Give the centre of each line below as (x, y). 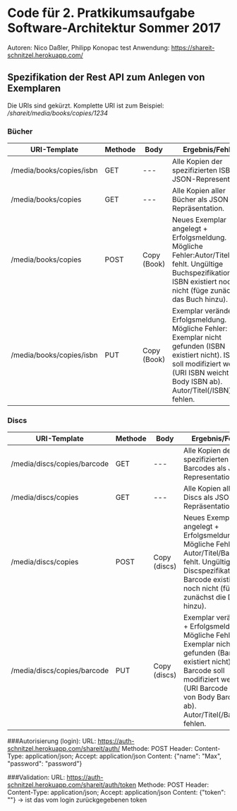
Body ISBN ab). (197, 382)
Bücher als (190, 199)
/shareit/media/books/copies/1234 (57, 113)
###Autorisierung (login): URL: (52, 741)
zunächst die (205, 597)
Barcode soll (204, 671)
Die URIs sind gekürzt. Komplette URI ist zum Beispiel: (86, 105)
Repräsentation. (198, 209)
